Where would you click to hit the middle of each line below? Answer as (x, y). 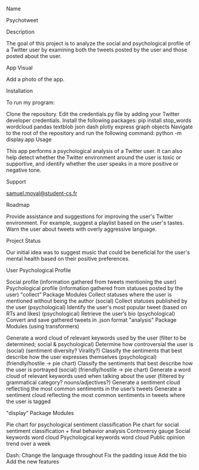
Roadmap (18, 205)
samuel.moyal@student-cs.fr (42, 193)
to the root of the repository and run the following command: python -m (94, 133)
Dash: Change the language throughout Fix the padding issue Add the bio (97, 455)
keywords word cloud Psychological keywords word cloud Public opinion (96, 437)
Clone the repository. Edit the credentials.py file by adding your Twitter (93, 114)
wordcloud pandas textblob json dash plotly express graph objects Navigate (99, 127)
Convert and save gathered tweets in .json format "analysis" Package (91, 320)
